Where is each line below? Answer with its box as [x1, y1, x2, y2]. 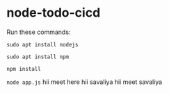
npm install [6, 65, 41, 72]
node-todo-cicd [6, 5, 101, 21]
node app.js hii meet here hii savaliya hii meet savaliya [6, 78, 163, 86]
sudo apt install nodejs [6, 41, 79, 48]
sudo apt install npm [6, 53, 70, 60]
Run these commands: [6, 28, 71, 36]
